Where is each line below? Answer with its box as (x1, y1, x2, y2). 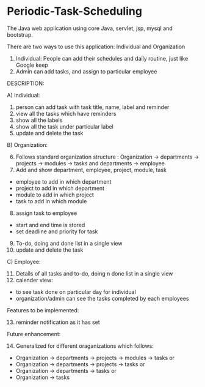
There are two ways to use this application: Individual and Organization (7, 43, 185, 50)
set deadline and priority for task (15, 228, 98, 235)
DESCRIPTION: (7, 80, 45, 87)
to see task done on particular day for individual (15, 288, 136, 295)
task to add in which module (15, 197, 87, 205)
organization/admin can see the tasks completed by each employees (15, 295, 189, 302)
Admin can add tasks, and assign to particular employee (15, 67, 157, 75)
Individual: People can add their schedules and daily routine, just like (15, 54, 189, 62)
